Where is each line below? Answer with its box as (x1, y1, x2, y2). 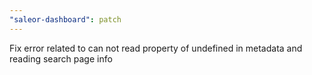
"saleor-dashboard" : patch (9, 14, 122, 25)
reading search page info (9, 52, 113, 65)
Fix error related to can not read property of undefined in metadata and (9, 42, 303, 54)
